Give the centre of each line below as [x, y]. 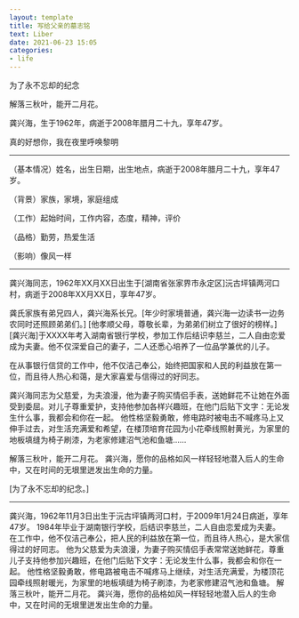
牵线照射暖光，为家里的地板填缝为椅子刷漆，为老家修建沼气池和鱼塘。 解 [150, 582]
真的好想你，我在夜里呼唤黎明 [64, 142]
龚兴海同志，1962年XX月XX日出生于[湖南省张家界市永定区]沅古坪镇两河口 [145, 283]
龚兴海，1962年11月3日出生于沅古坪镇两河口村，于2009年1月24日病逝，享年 [149, 516]
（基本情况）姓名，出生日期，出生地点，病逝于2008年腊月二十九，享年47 [145, 169]
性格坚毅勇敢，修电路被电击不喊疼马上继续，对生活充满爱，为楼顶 [155, 571]
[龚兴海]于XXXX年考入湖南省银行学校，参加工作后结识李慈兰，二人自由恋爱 [148, 335]
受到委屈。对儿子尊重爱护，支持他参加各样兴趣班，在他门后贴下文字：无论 [145, 406]
